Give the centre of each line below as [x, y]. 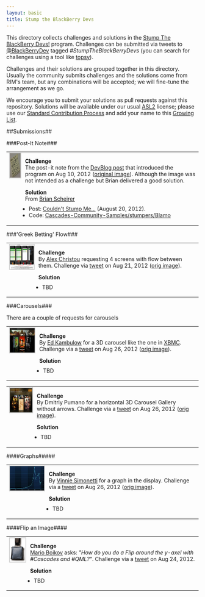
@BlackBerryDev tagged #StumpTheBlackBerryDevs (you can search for [98, 50]
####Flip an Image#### [37, 527]
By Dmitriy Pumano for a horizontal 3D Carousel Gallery [106, 402]
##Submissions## [29, 131]
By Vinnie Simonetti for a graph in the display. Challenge [119, 481]
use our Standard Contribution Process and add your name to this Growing [100, 113]
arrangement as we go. [36, 88]
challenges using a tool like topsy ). [50, 57]
